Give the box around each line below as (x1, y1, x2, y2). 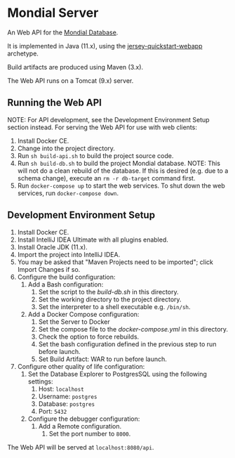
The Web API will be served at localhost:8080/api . (7, 443, 154, 451)
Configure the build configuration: (17, 273, 116, 281)
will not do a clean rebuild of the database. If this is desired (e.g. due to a (17, 166, 229, 175)
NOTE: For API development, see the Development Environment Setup (7, 115, 210, 124)
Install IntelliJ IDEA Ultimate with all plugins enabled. (17, 235, 168, 244)
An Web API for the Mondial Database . (7, 28, 119, 37)
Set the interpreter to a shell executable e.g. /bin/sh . (38, 302, 191, 310)
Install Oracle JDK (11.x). (17, 242, 88, 251)
